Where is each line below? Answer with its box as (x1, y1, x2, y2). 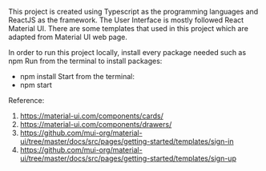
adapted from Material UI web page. (8, 32, 128, 42)
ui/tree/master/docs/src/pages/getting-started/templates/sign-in (19, 137, 234, 146)
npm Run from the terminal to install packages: (8, 56, 163, 66)
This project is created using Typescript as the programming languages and (8, 7, 259, 16)
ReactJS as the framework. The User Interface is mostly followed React (8, 15, 244, 25)
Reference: (8, 96, 45, 105)
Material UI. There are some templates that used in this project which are (8, 24, 248, 33)
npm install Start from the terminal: (19, 72, 135, 81)
